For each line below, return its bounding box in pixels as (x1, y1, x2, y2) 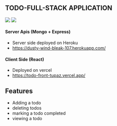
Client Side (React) (5, 56, 44, 62)
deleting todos (12, 105, 42, 111)
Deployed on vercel (12, 67, 52, 73)
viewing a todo (12, 116, 43, 122)
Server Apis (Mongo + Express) (5, 29, 71, 35)
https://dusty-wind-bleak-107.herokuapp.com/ (12, 45, 106, 51)
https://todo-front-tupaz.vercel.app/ (12, 72, 86, 78)
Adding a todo (12, 100, 41, 106)
